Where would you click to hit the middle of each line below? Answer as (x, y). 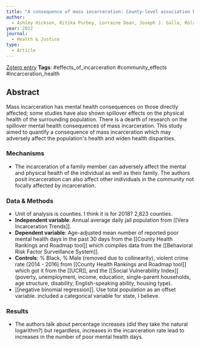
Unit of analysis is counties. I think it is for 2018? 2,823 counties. (93, 214)
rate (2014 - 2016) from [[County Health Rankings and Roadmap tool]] (100, 265)
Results (17, 312)
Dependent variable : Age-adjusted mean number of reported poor (97, 233)
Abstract (23, 92)
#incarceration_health (33, 73)
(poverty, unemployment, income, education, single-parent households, (103, 277)
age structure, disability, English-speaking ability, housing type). (93, 284)
